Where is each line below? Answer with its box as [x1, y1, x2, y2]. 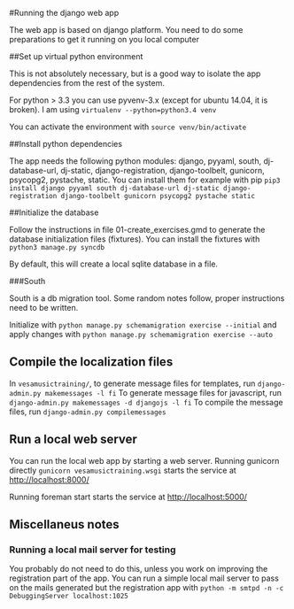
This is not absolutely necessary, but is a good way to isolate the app [9, 68, 261, 79]
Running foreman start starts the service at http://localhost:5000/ [9, 491, 248, 502]
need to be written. [9, 303, 79, 312]
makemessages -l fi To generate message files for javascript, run [44, 387, 282, 397]
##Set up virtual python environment [9, 51, 143, 61]
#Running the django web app [9, 8, 120, 18]
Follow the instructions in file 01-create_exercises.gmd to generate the [9, 225, 266, 235]
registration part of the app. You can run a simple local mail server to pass [9, 573, 279, 583]
